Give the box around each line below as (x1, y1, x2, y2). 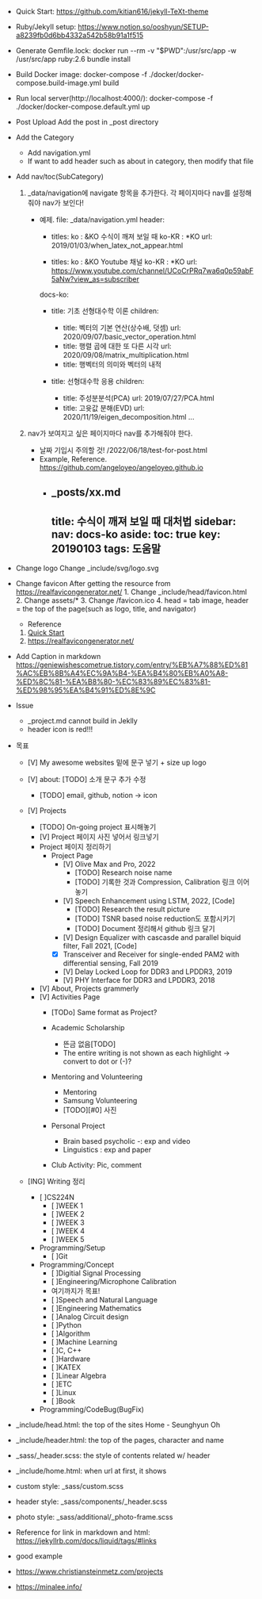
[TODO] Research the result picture (74, 904, 190, 915)
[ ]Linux (51, 1388, 77, 1398)
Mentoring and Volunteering (51, 1072, 143, 1082)
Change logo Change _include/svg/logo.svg (15, 563, 160, 573)
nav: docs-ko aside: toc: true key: (51, 527, 221, 541)
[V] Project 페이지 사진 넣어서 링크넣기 (39, 832, 160, 842)
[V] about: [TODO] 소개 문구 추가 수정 (27, 775, 146, 784)
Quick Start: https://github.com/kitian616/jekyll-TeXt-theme (15, 7, 209, 16)
